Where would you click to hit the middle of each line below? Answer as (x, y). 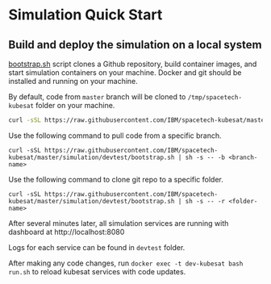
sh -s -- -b (205, 157)
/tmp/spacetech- (215, 98)
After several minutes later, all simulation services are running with (119, 223)
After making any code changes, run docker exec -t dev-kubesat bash (126, 263)
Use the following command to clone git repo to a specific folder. (116, 179)
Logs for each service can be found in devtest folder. (97, 247)
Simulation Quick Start (85, 15)
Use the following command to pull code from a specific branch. (115, 136)
